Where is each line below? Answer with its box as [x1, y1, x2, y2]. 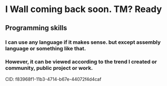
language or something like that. [5, 45, 87, 52]
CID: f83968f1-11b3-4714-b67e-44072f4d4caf [5, 76, 102, 82]
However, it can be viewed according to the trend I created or [5, 58, 157, 65]
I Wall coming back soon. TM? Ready [5, 4, 162, 15]
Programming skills [5, 24, 67, 32]
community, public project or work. [5, 64, 93, 71]
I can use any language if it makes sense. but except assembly [5, 39, 161, 46]
